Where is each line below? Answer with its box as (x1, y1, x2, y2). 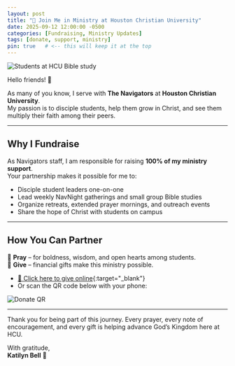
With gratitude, (7, 344, 50, 352)
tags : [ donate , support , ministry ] (7, 36, 111, 43)
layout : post (7, 10, 45, 17)
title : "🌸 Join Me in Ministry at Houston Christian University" (7, 17, 201, 24)
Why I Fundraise (7, 138, 80, 150)
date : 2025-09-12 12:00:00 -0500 (7, 23, 105, 30)
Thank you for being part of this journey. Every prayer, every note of (7, 315, 204, 323)
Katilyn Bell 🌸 (7, 351, 47, 359)
